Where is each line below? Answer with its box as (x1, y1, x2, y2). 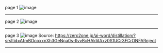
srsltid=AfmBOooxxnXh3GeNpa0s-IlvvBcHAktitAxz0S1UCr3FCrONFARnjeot (5, 38, 156, 43)
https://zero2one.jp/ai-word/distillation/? (55, 33, 136, 38)
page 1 (5, 5, 18, 10)
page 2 (5, 18, 19, 24)
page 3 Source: (5, 33, 54, 38)
